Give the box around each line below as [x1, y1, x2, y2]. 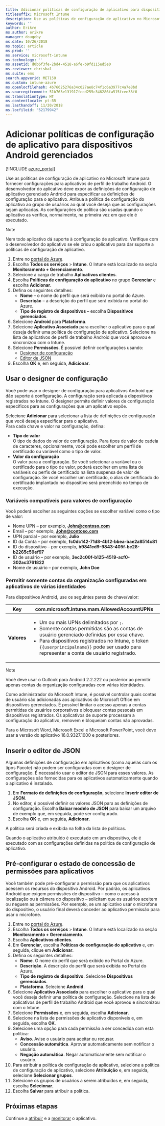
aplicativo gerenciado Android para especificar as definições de [5, 191, 135, 197]
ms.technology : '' [5, 57, 43, 62]
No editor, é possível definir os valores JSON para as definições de [12, 801, 148, 806]
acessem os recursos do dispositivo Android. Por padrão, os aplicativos [5, 885, 150, 891]
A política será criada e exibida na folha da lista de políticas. [5, 826, 126, 831]
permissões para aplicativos [5, 867, 94, 876]
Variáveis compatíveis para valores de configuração [5, 497, 132, 504]
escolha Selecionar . [12, 1083, 54, 1089]
